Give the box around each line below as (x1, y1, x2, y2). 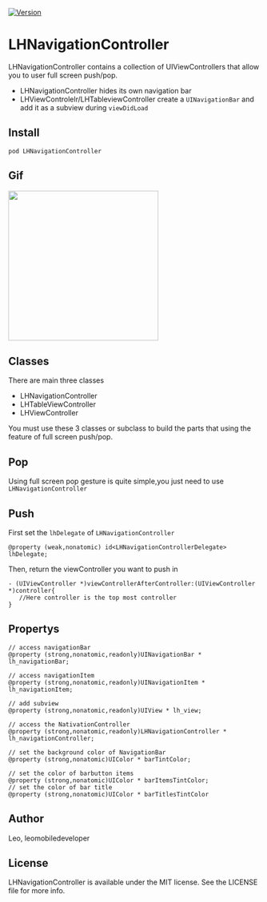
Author (8, 812, 44, 826)
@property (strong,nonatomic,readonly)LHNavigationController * (8, 727, 227, 735)
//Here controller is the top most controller (18, 594, 177, 602)
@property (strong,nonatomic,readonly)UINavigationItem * (8, 678, 205, 686)
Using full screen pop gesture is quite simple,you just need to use (8, 476, 224, 487)
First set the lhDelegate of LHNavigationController (8, 528, 175, 537)
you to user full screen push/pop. (8, 70, 118, 80)
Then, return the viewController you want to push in (8, 564, 178, 574)
